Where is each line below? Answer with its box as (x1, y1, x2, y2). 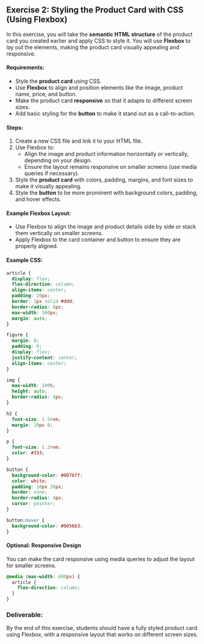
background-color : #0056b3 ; (12, 523, 83, 529)
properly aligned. (15, 242, 58, 250)
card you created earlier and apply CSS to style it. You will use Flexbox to (6, 37, 191, 44)
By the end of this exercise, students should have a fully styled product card (6, 625, 198, 632)
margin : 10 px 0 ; (12, 422, 53, 428)
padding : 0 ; (12, 344, 43, 350)
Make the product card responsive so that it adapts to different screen (15, 97, 193, 104)
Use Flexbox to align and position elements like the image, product (15, 84, 183, 91)
